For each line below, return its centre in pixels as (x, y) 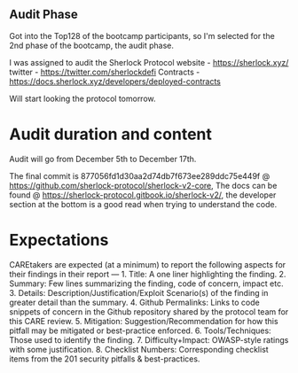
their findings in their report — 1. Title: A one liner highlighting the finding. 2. (148, 274)
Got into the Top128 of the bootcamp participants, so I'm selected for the (142, 35)
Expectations (59, 240)
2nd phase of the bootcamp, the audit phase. (92, 45)
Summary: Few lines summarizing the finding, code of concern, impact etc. (146, 284)
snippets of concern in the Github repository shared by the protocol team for (149, 311)
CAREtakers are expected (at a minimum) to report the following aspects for (148, 264)
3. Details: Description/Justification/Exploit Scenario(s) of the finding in (139, 292)
